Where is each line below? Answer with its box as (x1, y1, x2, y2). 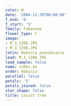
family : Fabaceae (5, 26, 42, 32)
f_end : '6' (5, 17, 28, 22)
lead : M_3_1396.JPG (5, 55, 47, 60)
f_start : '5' (5, 21, 33, 27)
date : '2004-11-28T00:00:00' (5, 12, 67, 17)
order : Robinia (5, 69, 38, 74)
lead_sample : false (5, 60, 47, 65)
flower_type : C (5, 31, 38, 36)
